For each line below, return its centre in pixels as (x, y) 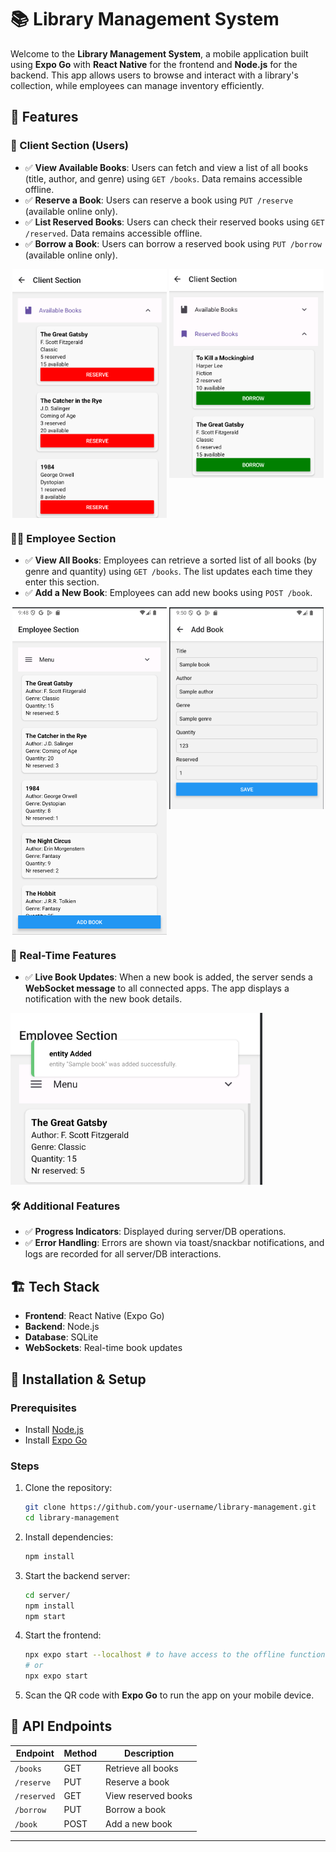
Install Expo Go (56, 1440)
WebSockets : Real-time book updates (103, 1348)
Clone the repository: (68, 1488)
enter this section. (62, 582)
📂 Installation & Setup (78, 1379)
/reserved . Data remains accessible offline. (113, 233)
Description (149, 1753)
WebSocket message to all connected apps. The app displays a (157, 988)
